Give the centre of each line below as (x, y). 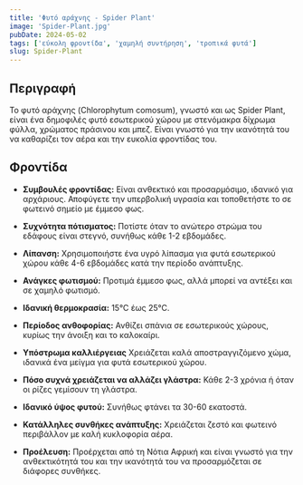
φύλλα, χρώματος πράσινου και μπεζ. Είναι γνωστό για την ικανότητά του (150, 129)
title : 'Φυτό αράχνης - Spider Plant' (82, 18)
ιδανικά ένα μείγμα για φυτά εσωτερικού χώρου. (114, 362)
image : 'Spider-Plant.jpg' (60, 26)
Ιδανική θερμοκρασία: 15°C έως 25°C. (96, 307)
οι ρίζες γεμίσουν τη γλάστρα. (80, 389)
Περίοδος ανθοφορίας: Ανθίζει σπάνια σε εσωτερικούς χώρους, (145, 325)
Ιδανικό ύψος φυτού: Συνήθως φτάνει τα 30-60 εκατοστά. (134, 407)
